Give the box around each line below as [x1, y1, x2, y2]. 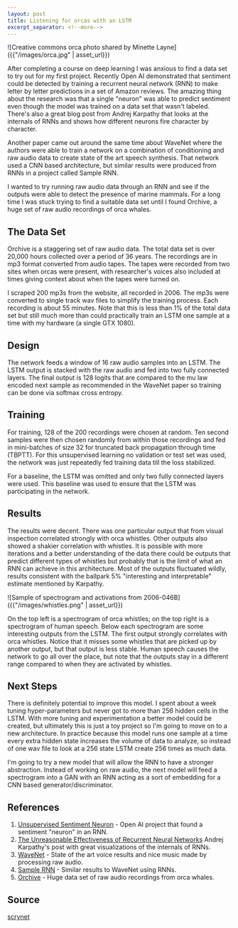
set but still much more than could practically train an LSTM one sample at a [7, 311, 230, 320]
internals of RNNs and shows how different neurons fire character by [7, 117, 209, 126]
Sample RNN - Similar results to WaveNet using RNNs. [17, 865, 176, 874]
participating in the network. [7, 487, 90, 495]
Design [7, 339, 40, 352]
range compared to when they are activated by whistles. [7, 659, 173, 668]
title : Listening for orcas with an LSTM [7, 17, 132, 24]
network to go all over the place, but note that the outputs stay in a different [7, 652, 229, 661]
